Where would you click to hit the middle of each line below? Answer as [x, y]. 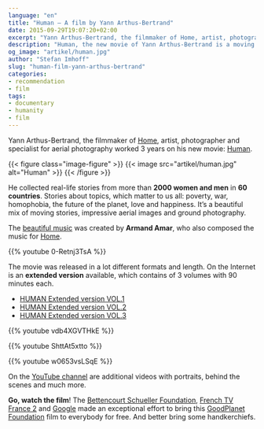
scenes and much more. [47, 385]
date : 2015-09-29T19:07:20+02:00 [63, 30]
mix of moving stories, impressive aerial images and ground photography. [127, 213]
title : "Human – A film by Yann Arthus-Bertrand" [91, 23]
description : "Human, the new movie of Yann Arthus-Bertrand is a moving [132, 45]
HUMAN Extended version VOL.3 [73, 315]
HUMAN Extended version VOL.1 [72, 298]
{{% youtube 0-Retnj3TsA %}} [57, 251]
